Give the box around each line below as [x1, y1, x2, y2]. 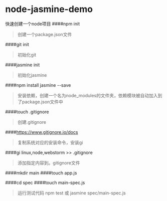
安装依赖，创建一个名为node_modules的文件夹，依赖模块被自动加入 [17, 92, 158, 98]
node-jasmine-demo [5, 4, 93, 15]
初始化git [17, 52, 37, 58]
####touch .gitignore [5, 109, 49, 115]
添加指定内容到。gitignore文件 [17, 159, 80, 166]
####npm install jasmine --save [5, 82, 71, 88]
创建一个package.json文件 [17, 31, 72, 37]
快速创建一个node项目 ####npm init [5, 21, 80, 27]
